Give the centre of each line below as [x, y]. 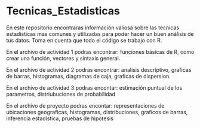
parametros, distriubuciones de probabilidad [61, 94]
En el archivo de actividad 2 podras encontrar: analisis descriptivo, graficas [99, 69]
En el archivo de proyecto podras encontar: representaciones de [85, 105]
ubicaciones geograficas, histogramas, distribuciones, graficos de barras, [97, 112]
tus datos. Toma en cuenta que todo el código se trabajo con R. [84, 40]
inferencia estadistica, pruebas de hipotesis [60, 118]
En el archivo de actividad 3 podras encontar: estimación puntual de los [94, 87]
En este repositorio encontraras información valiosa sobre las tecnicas [93, 28]
